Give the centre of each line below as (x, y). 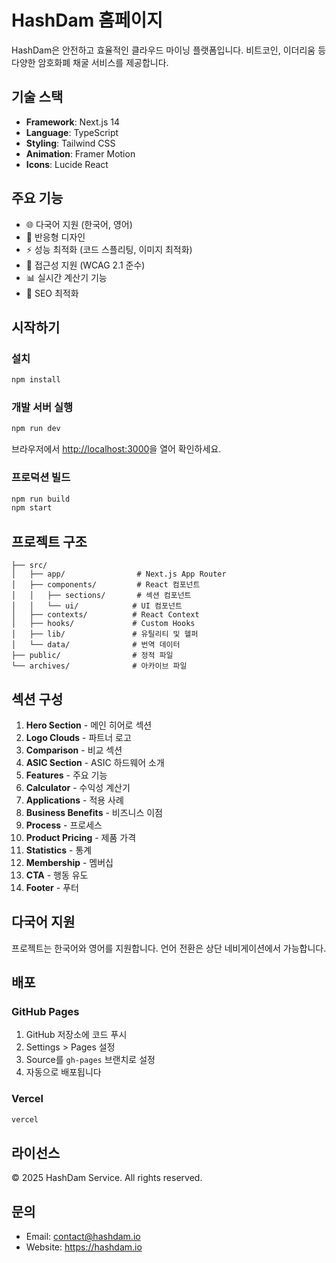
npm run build (41, 499)
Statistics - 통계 (59, 850)
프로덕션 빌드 (41, 478)
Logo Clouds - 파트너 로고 (78, 737)
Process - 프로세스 (64, 825)
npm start (32, 508)
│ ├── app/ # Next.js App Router (119, 574)
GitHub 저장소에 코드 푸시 (76, 1035)
